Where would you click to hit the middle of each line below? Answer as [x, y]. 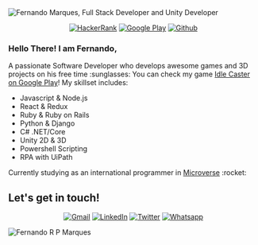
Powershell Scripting [54, 149]
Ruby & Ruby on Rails [54, 115]
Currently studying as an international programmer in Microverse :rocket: [127, 173]
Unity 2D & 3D [43, 140]
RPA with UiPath [46, 157]
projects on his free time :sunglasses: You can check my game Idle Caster [129, 74]
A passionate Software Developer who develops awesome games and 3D [128, 66]
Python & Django [47, 123]
